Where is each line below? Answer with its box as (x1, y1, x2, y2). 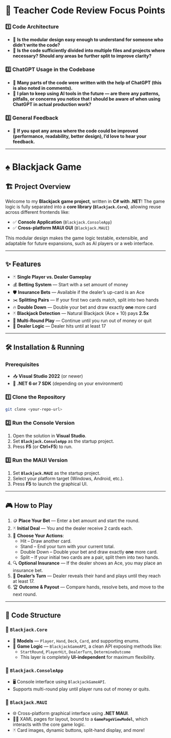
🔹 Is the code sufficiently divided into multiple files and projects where (12, 47, 165, 54)
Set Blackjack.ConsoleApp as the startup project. (12, 438, 115, 445)
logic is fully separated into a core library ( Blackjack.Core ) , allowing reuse (5, 204, 161, 210)
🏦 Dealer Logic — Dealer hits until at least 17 (12, 323, 106, 329)
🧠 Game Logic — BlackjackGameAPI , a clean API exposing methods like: (12, 643, 162, 649)
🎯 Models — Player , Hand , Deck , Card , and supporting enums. (12, 637, 140, 644)
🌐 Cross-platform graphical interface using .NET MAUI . (12, 710, 129, 717)
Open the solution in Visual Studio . (12, 433, 87, 439)
